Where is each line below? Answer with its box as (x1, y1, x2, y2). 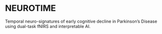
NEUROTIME (5, 3, 56, 14)
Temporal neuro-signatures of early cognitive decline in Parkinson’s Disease (5, 18, 158, 24)
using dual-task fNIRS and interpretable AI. (5, 23, 91, 29)
